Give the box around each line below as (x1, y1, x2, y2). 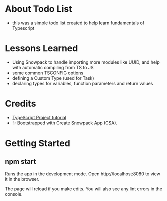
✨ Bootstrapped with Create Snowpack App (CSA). (12, 120, 118, 126)
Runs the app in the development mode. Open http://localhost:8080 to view (5, 171, 161, 177)
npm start (5, 157, 36, 166)
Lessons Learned (5, 43, 78, 54)
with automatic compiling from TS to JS (12, 64, 94, 70)
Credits (5, 98, 36, 109)
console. (5, 191, 23, 197)
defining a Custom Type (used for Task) (12, 75, 94, 81)
